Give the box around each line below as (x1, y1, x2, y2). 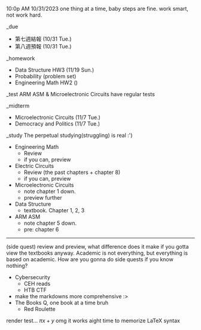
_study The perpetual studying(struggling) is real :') (6, 132, 133, 139)
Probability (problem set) (14, 73, 77, 80)
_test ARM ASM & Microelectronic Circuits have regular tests (6, 91, 156, 97)
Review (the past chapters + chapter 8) (23, 169, 121, 176)
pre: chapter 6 (23, 226, 59, 233)
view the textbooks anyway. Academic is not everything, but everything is (6, 249, 188, 256)
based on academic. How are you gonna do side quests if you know (6, 256, 173, 262)
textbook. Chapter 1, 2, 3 (23, 207, 85, 214)
